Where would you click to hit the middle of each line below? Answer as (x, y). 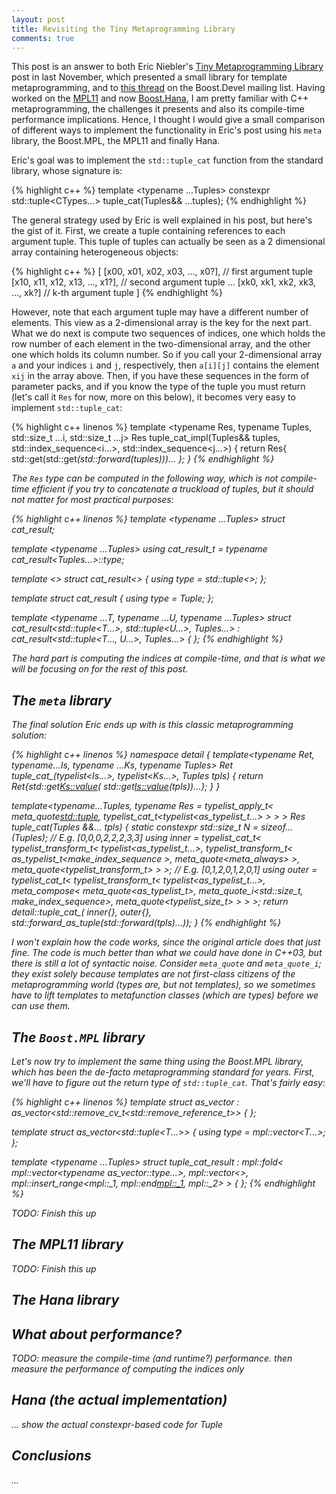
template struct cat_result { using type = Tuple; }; (112, 598)
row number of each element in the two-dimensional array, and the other (161, 344)
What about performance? (97, 1334)
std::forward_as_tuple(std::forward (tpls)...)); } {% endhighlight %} (146, 923)
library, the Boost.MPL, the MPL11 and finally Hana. (116, 141)
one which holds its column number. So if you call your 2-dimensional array (167, 355)
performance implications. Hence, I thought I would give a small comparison (168, 120)
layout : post (38, 19)
